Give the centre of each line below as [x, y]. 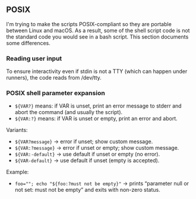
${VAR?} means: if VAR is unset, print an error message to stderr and [98, 106]
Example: [18, 172]
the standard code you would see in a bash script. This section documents [97, 37]
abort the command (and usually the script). [69, 112]
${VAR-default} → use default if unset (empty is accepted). [87, 160]
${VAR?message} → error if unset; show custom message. [84, 141]
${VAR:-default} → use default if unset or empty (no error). [87, 154]
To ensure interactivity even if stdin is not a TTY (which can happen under [97, 71]
